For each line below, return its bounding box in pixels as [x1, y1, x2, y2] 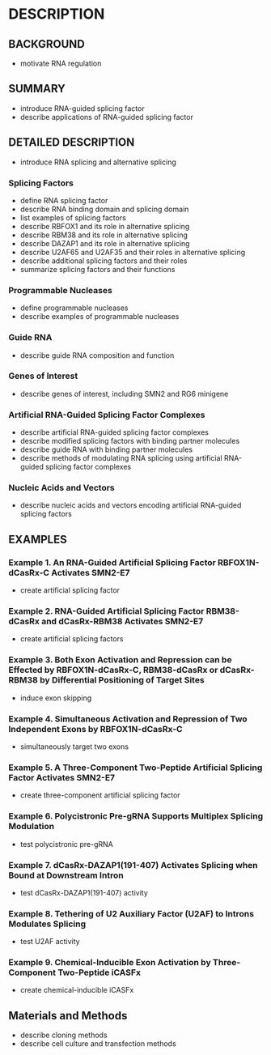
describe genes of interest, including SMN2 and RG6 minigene [19, 389, 229, 398]
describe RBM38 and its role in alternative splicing [19, 230, 188, 240]
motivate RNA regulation [19, 58, 102, 68]
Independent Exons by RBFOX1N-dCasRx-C [8, 723, 184, 734]
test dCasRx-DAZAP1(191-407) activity [19, 887, 148, 897]
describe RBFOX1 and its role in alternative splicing [19, 221, 190, 231]
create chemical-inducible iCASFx [19, 985, 134, 995]
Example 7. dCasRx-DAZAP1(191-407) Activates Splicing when [8, 859, 259, 870]
